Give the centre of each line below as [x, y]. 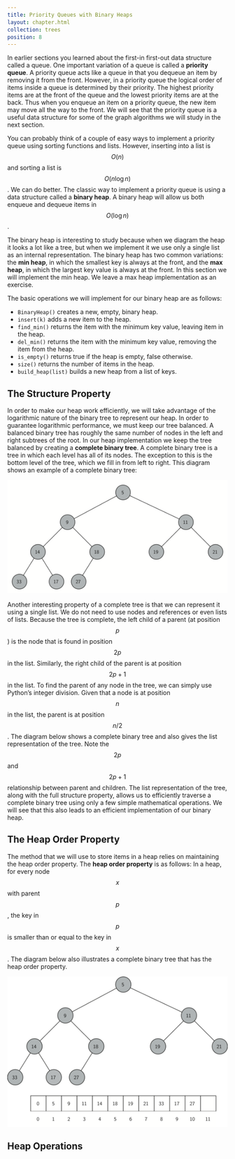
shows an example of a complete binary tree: [72, 470]
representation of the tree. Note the [58, 744]
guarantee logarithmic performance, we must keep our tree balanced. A [111, 426]
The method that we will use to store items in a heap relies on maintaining [113, 856]
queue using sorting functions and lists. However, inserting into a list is [109, 146]
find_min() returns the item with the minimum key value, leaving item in [120, 327]
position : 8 [24, 37]
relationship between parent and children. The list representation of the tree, [117, 787]
